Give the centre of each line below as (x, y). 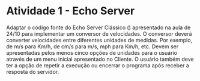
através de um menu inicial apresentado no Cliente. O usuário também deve (100, 59)
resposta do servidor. (32, 71)
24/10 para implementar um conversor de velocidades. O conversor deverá (99, 33)
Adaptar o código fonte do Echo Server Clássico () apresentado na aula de (98, 27)
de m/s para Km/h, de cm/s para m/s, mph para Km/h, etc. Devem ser (92, 46)
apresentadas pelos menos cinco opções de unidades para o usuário (92, 52)
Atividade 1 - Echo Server (71, 11)
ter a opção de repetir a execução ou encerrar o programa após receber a (98, 65)
